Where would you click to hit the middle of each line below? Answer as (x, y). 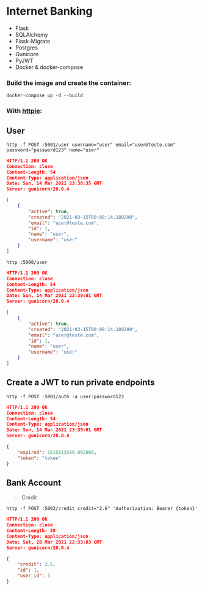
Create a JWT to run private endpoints (81, 383)
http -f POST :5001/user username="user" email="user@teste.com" (91, 145)
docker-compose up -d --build (45, 96)
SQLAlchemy (31, 34)
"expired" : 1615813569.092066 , (57, 452)
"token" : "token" (39, 458)
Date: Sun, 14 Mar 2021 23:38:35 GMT (54, 184)
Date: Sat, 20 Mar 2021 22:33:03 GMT (54, 542)
